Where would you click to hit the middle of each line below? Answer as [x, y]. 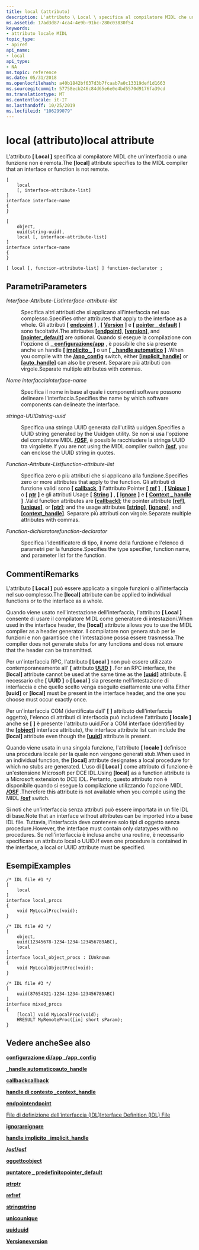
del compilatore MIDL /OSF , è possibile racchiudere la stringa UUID [103, 440]
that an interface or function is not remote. [58, 169]
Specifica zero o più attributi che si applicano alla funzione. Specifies [105, 476]
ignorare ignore [25, 1126]
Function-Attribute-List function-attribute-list [60, 464]
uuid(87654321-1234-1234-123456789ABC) [66, 994]
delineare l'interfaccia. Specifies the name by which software [95, 398]
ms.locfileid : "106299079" [39, 111]
